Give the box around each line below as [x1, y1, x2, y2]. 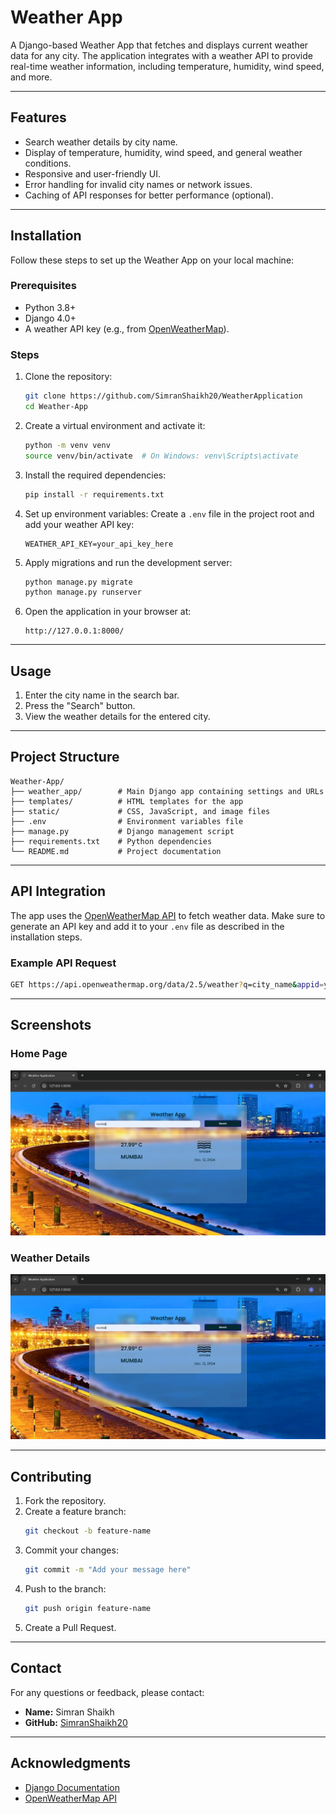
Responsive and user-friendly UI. [24, 167, 161, 180]
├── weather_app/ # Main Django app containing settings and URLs [10, 786, 325, 796]
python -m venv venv [24, 440, 111, 450]
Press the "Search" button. [24, 700, 136, 712]
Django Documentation [24, 1781, 120, 1793]
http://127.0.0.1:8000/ [24, 626, 125, 636]
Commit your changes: [24, 1544, 119, 1556]
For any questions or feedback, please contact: [10, 1686, 205, 1698]
